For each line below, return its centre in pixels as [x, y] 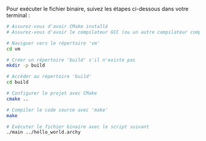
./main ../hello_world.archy [44, 132]
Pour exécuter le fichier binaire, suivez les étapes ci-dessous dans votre [97, 9]
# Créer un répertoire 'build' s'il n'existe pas [71, 60]
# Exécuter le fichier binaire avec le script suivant [78, 127]
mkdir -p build [26, 66]
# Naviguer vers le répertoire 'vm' [53, 43]
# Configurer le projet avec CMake [52, 93]
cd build [17, 82]
